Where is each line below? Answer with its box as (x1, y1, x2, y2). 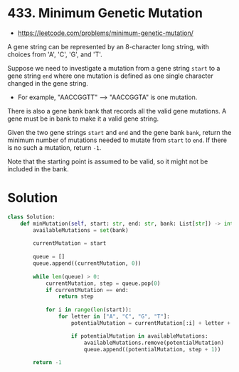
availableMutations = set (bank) (33, 226, 129, 233)
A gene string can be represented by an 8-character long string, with (7, 42, 210, 51)
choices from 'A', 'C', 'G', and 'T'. (7, 50, 103, 59)
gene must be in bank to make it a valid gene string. (7, 114, 159, 123)
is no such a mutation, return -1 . (7, 143, 102, 151)
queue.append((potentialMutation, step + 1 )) (83, 346, 221, 353)
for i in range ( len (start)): (45, 306, 132, 313)
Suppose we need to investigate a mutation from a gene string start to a (7, 64, 221, 72)
